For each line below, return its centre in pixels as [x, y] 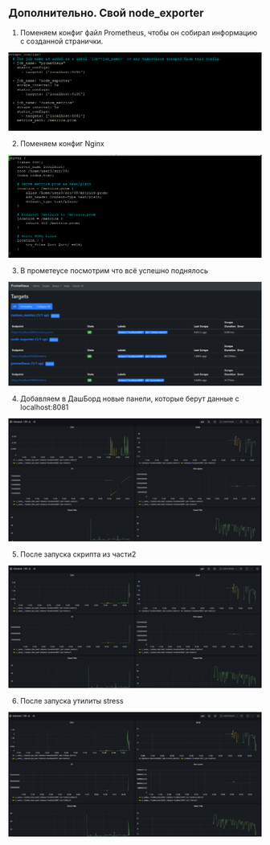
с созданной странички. [61, 41]
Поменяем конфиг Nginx [62, 143]
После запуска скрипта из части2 [78, 554]
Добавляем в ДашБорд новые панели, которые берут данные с [129, 398]
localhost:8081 [44, 407]
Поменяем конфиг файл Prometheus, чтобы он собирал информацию [139, 32]
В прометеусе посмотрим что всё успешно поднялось [114, 271]
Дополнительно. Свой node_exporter [106, 13]
